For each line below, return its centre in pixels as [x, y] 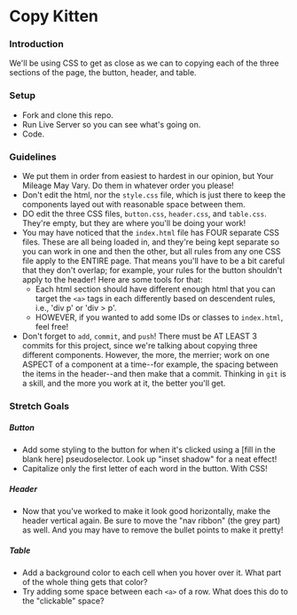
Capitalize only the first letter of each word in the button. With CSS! [145, 468]
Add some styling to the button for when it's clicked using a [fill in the [149, 449]
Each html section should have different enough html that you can [156, 289]
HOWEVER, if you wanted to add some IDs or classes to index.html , [159, 317]
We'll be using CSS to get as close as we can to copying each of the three [144, 63]
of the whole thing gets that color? [85, 581]
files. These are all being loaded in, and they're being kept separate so [151, 242]
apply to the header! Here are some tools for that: [112, 280]
